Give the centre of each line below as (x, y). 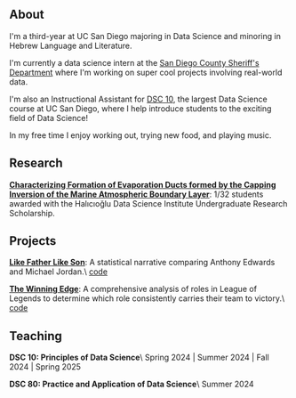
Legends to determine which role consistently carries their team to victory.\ (147, 298)
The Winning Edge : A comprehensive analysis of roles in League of (133, 289)
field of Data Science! (49, 118)
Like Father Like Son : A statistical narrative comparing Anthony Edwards (142, 263)
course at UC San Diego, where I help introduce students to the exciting (140, 108)
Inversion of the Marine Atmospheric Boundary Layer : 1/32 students (136, 194)
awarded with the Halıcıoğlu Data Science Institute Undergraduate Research (148, 203)
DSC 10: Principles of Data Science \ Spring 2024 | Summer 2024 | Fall (139, 357)
